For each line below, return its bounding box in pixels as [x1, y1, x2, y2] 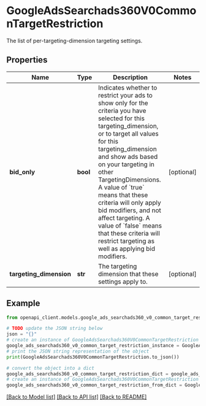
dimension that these [97, 269, 159, 278]
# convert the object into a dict [6, 365, 95, 371]
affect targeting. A [97, 213, 150, 222]
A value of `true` [97, 183, 145, 191]
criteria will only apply [97, 198, 161, 207]
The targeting [97, 262, 137, 270]
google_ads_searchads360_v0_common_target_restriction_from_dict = [6, 382, 183, 388]
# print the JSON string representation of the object [6, 348, 150, 354]
